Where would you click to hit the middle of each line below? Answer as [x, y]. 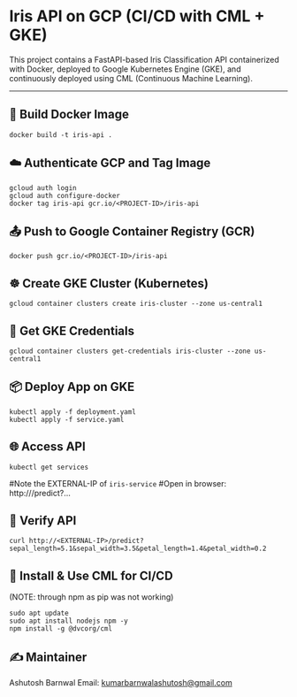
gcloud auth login [43, 188]
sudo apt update [39, 613]
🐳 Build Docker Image [69, 115]
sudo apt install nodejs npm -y [69, 621]
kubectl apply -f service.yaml [67, 419]
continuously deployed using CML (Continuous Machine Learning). [131, 78]
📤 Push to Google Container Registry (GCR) [132, 231]
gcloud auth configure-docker [65, 195]
